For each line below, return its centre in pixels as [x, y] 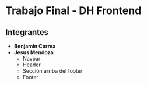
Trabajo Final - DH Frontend [73, 11]
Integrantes [27, 32]
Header [32, 65]
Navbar [32, 59]
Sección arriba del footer [52, 71]
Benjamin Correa [35, 46]
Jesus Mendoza [34, 52]
